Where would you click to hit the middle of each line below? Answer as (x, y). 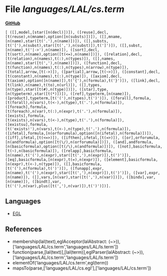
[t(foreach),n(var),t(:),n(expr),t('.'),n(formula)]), (64, 111)
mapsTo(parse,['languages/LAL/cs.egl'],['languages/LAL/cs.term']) (82, 268)
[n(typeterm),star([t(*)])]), (37, 94)
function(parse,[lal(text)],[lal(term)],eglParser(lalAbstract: (72, 252)
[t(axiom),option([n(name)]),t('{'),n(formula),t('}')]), (67, 81)
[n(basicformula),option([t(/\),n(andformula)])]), (60, 147)
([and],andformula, (133, 142)
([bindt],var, (47, 182)
